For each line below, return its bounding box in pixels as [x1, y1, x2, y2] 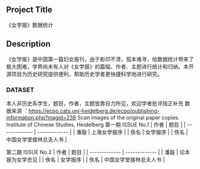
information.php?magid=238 [6, 114, 76, 121]
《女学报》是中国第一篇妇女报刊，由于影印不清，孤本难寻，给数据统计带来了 [6, 55, 194, 62]
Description [6, 39, 51, 49]
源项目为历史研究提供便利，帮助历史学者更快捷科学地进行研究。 [6, 70, 162, 77]
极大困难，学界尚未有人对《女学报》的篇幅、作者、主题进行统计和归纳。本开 [6, 62, 194, 70]
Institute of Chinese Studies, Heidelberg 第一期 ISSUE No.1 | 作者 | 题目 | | [6, 121, 186, 128]
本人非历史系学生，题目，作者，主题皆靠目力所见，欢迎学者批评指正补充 [6, 99, 183, 107]
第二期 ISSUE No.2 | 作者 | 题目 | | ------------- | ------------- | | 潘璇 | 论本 [6, 148, 190, 155]
